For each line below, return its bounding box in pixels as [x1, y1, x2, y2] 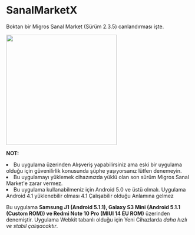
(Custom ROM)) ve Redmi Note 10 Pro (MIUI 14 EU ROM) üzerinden [6, 210, 170, 217]
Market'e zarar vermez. [6, 180, 63, 187]
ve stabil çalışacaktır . [6, 222, 58, 229]
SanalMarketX [6, 4, 78, 17]
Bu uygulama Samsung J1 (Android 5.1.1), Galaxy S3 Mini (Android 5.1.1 [6, 203, 181, 210]
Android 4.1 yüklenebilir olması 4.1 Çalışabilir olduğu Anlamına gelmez [6, 192, 174, 199]
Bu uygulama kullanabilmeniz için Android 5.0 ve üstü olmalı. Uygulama [14, 186, 186, 193]
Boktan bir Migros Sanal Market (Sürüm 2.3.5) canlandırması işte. [6, 23, 164, 30]
